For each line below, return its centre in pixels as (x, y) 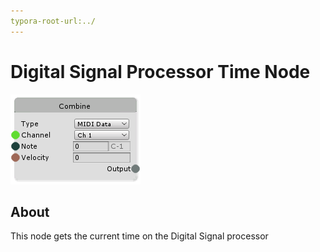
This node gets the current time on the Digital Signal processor (139, 236)
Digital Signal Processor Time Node (160, 71)
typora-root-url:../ (53, 21)
